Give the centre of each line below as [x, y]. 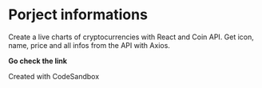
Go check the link [38, 61]
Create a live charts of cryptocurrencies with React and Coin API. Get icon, [131, 37]
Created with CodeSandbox [54, 76]
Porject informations [78, 15]
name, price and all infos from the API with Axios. [89, 45]
